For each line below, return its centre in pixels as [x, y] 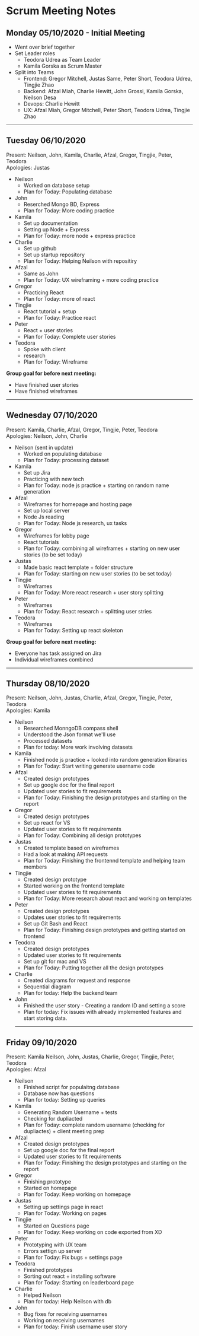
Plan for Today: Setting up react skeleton [73, 630]
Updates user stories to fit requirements [72, 917]
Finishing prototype [47, 1182]
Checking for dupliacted [53, 1119]
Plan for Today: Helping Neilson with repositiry [80, 261]
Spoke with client [45, 349]
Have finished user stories [46, 384]
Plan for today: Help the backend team [70, 993]
